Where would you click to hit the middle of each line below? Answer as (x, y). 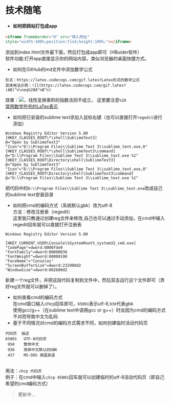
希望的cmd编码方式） (28, 384)
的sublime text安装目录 (29, 195)
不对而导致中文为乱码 (35, 317)
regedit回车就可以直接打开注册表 (47, 225)
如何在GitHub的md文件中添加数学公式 (53, 69)
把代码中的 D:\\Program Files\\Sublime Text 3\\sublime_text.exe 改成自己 (84, 188)
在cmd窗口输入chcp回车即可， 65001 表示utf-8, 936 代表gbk (73, 304)
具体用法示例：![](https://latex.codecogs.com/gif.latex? (66, 86)
